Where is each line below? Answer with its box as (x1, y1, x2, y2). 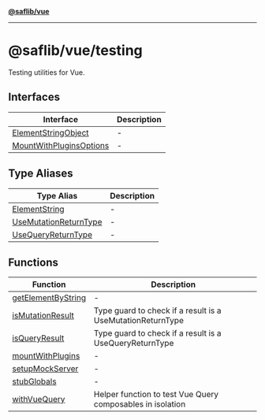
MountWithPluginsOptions (12, 139, 110, 151)
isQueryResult (12, 333, 65, 344)
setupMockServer (12, 363, 79, 374)
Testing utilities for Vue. (8, 67, 85, 77)
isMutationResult (12, 310, 75, 322)
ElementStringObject (12, 127, 89, 138)
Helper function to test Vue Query (93, 389, 219, 400)
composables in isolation (93, 399, 186, 410)
